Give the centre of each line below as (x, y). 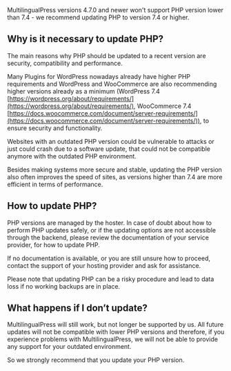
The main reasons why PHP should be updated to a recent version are (107, 55)
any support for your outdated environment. (69, 347)
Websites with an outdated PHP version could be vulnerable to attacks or (111, 141)
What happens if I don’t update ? (78, 308)
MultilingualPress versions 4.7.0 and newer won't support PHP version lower (115, 10)
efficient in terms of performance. (55, 184)
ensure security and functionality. (55, 128)
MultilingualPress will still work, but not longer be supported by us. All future (115, 325)
